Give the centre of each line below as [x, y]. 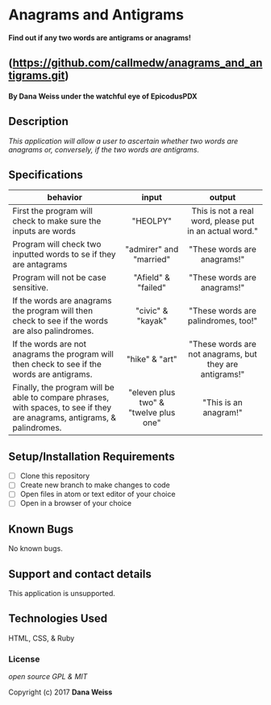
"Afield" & [152, 277]
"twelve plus [152, 413]
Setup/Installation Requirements [92, 456]
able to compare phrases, [61, 398]
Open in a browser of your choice [76, 503]
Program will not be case [59, 277]
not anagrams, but [223, 354]
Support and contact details [80, 574]
